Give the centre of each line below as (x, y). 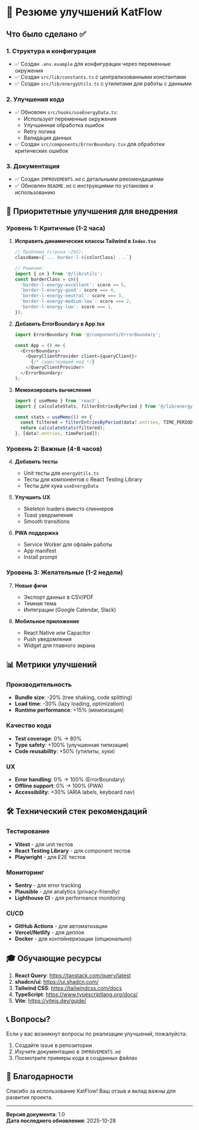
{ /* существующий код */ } (62, 362)
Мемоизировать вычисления (53, 390)
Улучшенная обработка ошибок (64, 125)
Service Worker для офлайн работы (68, 545)
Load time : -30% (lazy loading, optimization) (69, 704)
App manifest (40, 551)
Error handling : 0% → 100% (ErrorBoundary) (70, 779)
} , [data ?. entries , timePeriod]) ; (57, 434)
